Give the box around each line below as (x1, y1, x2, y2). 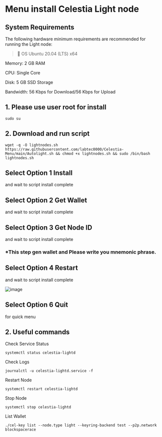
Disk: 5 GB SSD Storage (5, 80, 54, 85)
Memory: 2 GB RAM (5, 60, 46, 66)
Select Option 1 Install (5, 169, 73, 177)
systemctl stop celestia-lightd (5, 405, 71, 410)
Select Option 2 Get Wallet (5, 196, 87, 204)
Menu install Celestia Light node (5, 3, 139, 15)
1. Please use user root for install (5, 103, 107, 112)
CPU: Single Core (5, 70, 41, 76)
